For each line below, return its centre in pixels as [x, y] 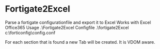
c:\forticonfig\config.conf [30, 33]
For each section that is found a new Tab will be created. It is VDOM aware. [80, 42]
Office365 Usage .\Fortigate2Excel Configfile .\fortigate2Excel [67, 27]
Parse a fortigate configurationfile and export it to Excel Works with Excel [78, 22]
